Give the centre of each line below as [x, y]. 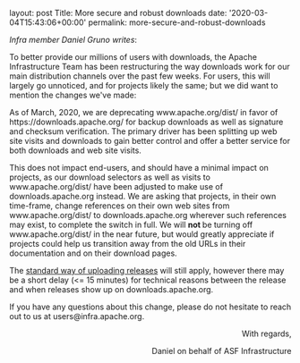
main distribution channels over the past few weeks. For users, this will [140, 76]
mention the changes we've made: [73, 95]
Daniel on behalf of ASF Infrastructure [222, 351]
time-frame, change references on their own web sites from [120, 206]
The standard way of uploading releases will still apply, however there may [147, 270]
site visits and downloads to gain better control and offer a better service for [150, 141]
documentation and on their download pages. [93, 253]
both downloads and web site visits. [75, 150]
